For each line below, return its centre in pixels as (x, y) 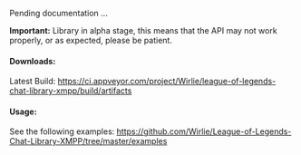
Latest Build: (33, 82)
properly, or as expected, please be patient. (91, 40)
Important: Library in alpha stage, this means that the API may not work (144, 30)
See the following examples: (62, 131)
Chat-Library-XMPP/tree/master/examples (88, 141)
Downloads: (33, 61)
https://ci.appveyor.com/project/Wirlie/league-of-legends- (167, 82)
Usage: (24, 111)
